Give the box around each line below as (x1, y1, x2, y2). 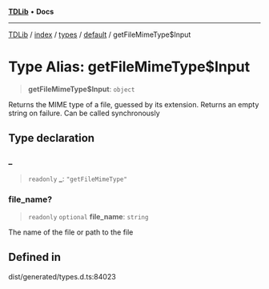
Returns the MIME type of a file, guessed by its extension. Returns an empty (8, 99, 259, 109)
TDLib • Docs (8, 7, 54, 16)
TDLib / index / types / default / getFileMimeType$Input (8, 30, 191, 39)
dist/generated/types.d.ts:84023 (8, 271, 116, 281)
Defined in (8, 251, 62, 264)
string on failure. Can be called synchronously (8, 108, 160, 118)
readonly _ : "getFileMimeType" (27, 174, 128, 183)
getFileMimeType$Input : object (27, 84, 135, 94)
